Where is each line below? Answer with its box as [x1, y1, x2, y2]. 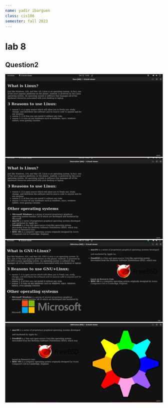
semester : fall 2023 [5, 18, 48, 23]
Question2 [5, 60, 39, 69]
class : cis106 [5, 13, 35, 18]
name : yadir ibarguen [5, 8, 50, 13]
